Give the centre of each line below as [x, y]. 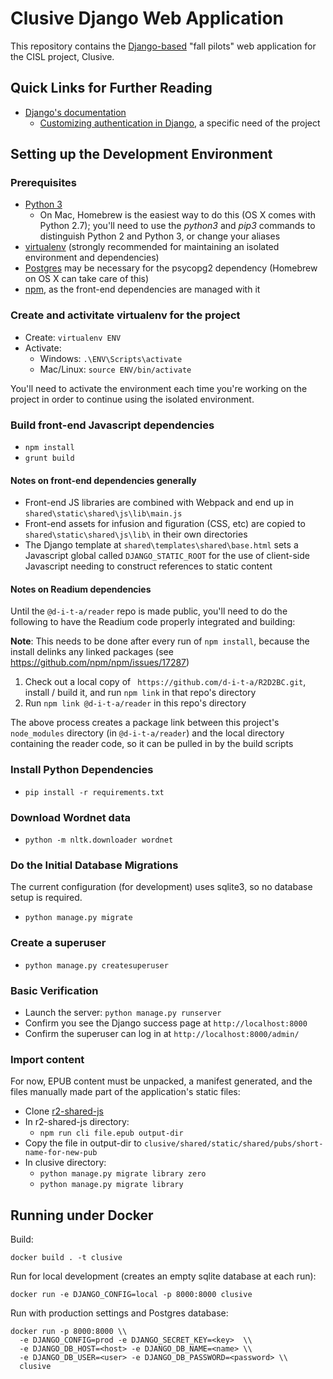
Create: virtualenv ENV [73, 337]
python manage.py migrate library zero [123, 1174]
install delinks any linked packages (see [92, 652]
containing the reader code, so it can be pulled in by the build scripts [152, 744]
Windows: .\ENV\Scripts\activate [111, 358]
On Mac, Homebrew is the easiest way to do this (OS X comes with [178, 215]
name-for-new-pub [61, 1153]
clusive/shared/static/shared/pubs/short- [233, 1144]
